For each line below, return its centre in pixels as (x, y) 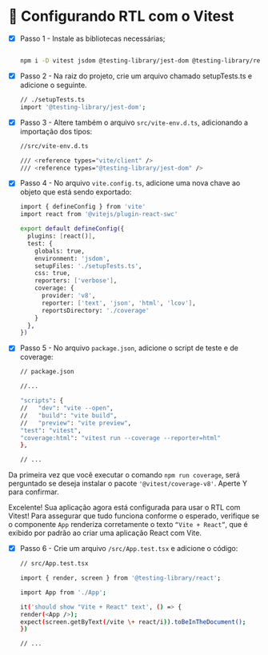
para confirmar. (34, 492)
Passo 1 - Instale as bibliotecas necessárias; (92, 38)
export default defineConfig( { (72, 229)
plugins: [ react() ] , (62, 236)
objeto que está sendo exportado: (76, 192)
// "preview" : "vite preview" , (76, 423)
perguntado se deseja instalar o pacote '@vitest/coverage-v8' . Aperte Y (128, 484)
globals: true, (60, 251)
